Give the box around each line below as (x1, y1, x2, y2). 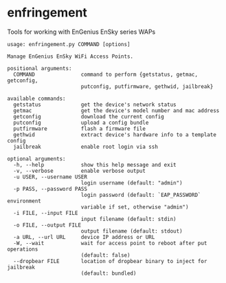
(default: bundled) (80, 270, 137, 277)
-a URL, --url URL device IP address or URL (13, 233, 155, 240)
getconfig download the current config (13, 113, 165, 120)
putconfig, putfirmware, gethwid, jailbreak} (80, 83, 214, 90)
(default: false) (80, 251, 131, 259)
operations (7, 246, 38, 253)
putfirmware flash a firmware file (13, 125, 146, 132)
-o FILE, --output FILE (13, 222, 81, 229)
